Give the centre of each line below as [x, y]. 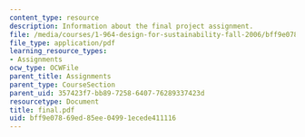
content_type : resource [54, 18]
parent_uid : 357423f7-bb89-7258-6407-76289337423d [107, 93]
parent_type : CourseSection [63, 85]
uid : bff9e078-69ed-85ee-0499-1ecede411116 [93, 118]
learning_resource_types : [58, 51]
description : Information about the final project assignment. [132, 26]
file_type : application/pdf [63, 43]
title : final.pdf [42, 110]
